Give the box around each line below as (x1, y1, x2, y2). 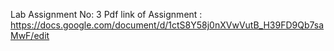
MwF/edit (10, 30, 50, 41)
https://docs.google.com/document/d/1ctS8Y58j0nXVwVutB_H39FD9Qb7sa (10, 19, 325, 31)
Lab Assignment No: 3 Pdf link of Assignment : (10, 9, 203, 20)
